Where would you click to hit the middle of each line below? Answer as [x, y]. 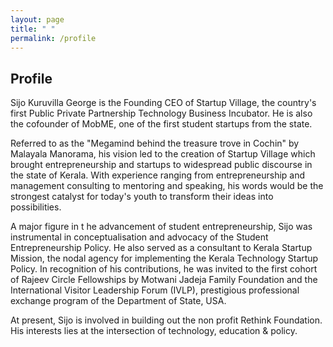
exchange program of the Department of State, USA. [118, 301]
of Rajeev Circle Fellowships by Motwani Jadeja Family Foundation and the [164, 280]
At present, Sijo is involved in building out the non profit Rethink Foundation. [166, 320]
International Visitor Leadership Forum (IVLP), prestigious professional [155, 290]
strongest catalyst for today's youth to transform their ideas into [142, 197]
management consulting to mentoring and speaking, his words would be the [167, 186]
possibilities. [36, 207]
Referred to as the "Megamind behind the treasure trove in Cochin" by [155, 143]
